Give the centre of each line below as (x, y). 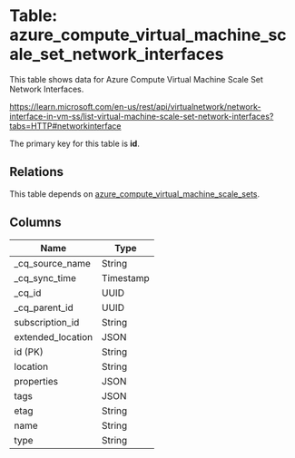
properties (36, 381)
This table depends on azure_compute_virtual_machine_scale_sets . (135, 194)
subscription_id (47, 322)
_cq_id (28, 293)
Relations (37, 172)
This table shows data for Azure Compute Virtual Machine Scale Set (136, 79)
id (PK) (29, 352)
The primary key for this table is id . (75, 143)
